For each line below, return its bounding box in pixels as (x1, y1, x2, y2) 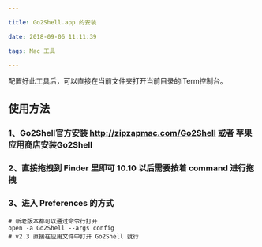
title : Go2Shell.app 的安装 (8, 18, 97, 26)
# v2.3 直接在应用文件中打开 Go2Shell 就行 (8, 232, 140, 241)
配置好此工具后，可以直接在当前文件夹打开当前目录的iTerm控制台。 (8, 77, 227, 86)
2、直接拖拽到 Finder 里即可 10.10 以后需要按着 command (8, 163, 229, 174)
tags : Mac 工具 (8, 47, 56, 55)
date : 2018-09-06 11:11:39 (8, 32, 97, 40)
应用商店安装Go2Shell (8, 139, 93, 150)
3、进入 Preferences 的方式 (8, 197, 114, 208)
